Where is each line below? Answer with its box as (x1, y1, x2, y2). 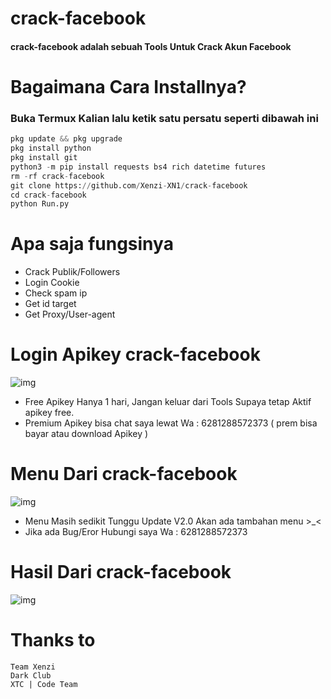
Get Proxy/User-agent (24, 308, 116, 321)
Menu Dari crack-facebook (10, 463, 238, 486)
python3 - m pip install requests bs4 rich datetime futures (10, 162, 267, 172)
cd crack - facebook (10, 190, 87, 200)
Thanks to (10, 629, 96, 652)
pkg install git (10, 153, 78, 163)
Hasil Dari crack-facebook (10, 561, 232, 584)
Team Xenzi (10, 662, 56, 672)
